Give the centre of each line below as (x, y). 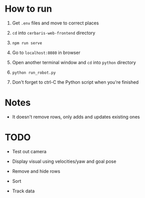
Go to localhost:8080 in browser (46, 52)
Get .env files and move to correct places (55, 23)
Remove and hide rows (36, 171)
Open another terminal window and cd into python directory (74, 62)
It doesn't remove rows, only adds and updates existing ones (76, 117)
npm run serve (27, 43)
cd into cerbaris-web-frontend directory (54, 33)
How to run (28, 9)
